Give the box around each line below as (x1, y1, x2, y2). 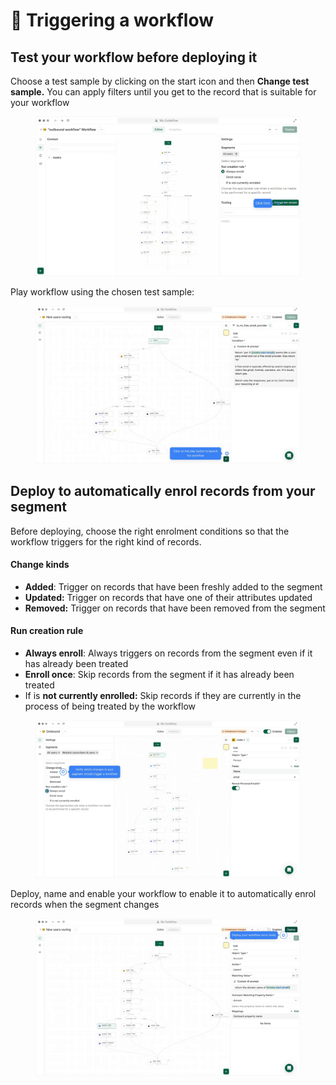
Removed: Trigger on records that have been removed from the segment (24, 602, 326, 614)
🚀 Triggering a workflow (10, 9, 215, 32)
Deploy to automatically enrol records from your (10, 483, 316, 500)
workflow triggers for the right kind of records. (10, 535, 202, 548)
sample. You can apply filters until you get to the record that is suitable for (10, 86, 317, 98)
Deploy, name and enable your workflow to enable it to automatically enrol (10, 888, 317, 900)
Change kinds (10, 559, 70, 571)
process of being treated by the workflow (24, 700, 197, 713)
